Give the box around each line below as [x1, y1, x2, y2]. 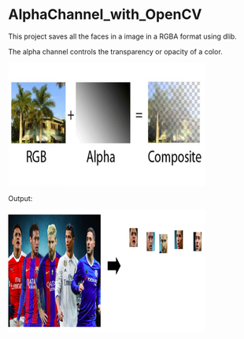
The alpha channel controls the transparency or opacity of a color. [8, 47, 223, 56]
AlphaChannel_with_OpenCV [8, 6, 202, 24]
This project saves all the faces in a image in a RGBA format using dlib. [8, 32, 238, 41]
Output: [8, 193, 33, 203]
